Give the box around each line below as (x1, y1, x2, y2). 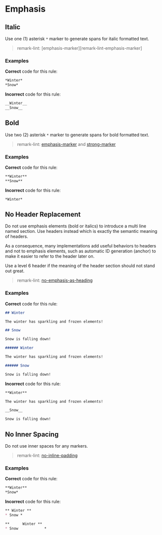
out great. (5, 268, 25, 274)
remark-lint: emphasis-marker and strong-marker (17, 141, 116, 147)
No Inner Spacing (5, 430, 59, 438)
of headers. (5, 233, 28, 240)
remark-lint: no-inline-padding (17, 453, 78, 458)
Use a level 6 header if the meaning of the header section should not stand (5, 263, 155, 269)
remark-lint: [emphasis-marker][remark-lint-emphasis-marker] (17, 45, 143, 51)
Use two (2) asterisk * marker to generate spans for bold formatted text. (5, 132, 149, 138)
